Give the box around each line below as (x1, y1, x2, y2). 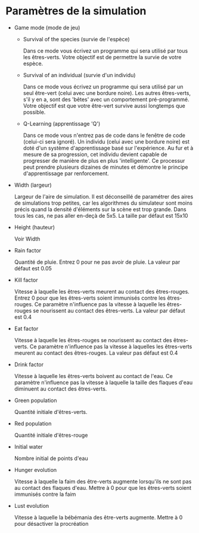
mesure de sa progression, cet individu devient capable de (23, 151, 167, 158)
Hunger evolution (14, 466, 57, 473)
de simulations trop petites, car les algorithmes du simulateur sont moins (14, 199, 193, 206)
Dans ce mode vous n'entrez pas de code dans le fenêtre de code (23, 132, 186, 139)
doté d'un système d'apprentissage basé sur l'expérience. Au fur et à (23, 144, 194, 151)
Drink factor (14, 361, 44, 368)
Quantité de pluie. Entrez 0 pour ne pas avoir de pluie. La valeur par (14, 258, 181, 266)
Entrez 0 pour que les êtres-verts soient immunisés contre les (14, 294, 166, 301)
